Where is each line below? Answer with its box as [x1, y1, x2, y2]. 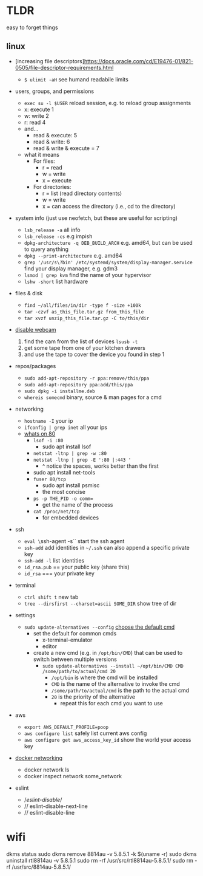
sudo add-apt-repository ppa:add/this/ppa [24, 382, 133, 388]
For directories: [33, 183, 72, 190]
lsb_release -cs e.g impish [24, 232, 93, 240]
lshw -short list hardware [24, 278, 88, 285]
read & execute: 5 [33, 131, 78, 139]
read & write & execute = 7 [33, 144, 100, 152]
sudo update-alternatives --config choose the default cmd [24, 623, 175, 631]
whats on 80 [24, 429, 56, 437]
